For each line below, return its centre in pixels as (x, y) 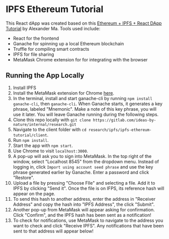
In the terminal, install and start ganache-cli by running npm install (83, 98)
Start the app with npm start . (43, 145)
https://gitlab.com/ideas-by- (124, 120)
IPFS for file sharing (33, 54)
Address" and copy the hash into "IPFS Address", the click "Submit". (84, 204)
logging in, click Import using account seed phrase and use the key (83, 167)
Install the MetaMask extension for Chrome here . (64, 93)
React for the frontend (36, 38)
